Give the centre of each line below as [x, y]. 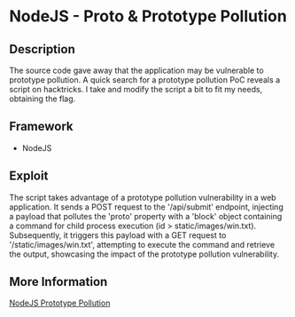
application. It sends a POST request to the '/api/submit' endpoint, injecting [146, 207]
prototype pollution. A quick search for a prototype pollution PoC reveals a [145, 80]
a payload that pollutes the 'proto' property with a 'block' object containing [146, 216]
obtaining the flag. [43, 99]
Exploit [29, 176]
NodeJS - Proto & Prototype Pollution [148, 16]
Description [42, 49]
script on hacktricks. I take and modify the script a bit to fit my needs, [136, 89]
